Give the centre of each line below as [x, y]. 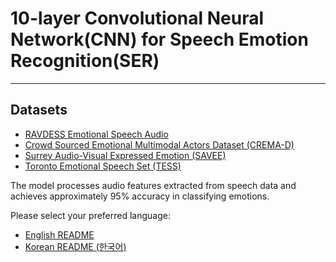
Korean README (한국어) [75, 246]
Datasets [39, 110]
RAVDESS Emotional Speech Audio [96, 134]
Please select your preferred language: [91, 215]
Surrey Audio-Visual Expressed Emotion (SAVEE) [125, 155]
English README [59, 234]
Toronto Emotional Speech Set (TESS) [103, 166]
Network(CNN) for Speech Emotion [159, 39]
